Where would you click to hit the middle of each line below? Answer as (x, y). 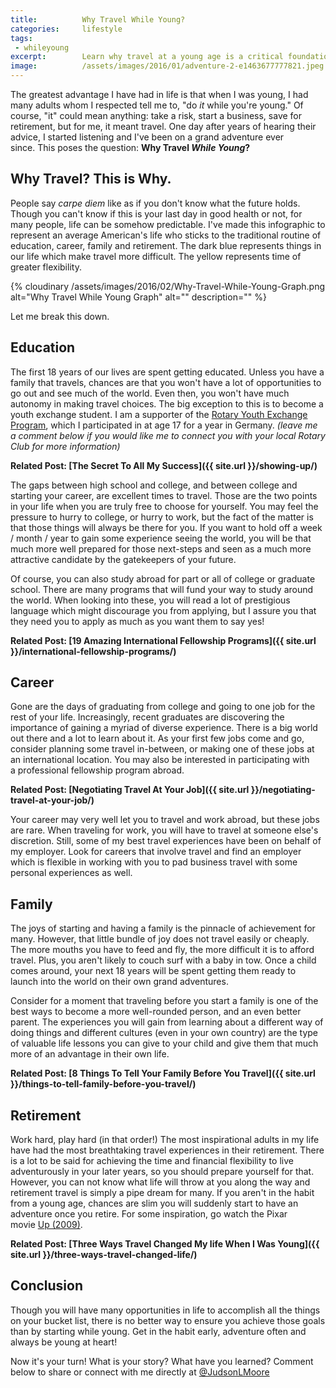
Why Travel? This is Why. (91, 179)
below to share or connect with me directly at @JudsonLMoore (140, 1372)
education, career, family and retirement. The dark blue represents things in (166, 245)
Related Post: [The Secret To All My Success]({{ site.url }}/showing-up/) (164, 465)
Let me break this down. (60, 316)
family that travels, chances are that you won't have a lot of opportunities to (166, 382)
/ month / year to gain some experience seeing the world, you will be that (161, 538)
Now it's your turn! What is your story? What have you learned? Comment (162, 1361)
